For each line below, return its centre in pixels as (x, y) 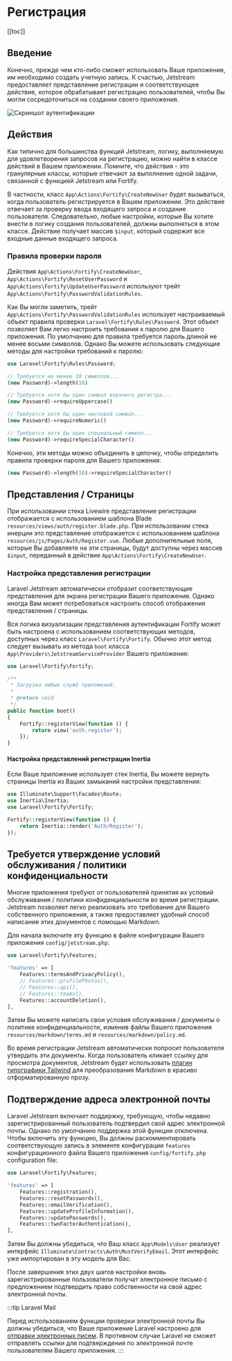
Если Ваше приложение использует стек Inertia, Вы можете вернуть (108, 774)
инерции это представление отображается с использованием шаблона (113, 533)
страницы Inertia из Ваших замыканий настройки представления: (104, 781)
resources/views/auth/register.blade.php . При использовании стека (108, 526)
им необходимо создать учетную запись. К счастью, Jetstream (101, 77)
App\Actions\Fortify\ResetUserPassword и (68, 279)
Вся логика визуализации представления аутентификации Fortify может (114, 624)
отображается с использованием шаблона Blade (80, 519)
